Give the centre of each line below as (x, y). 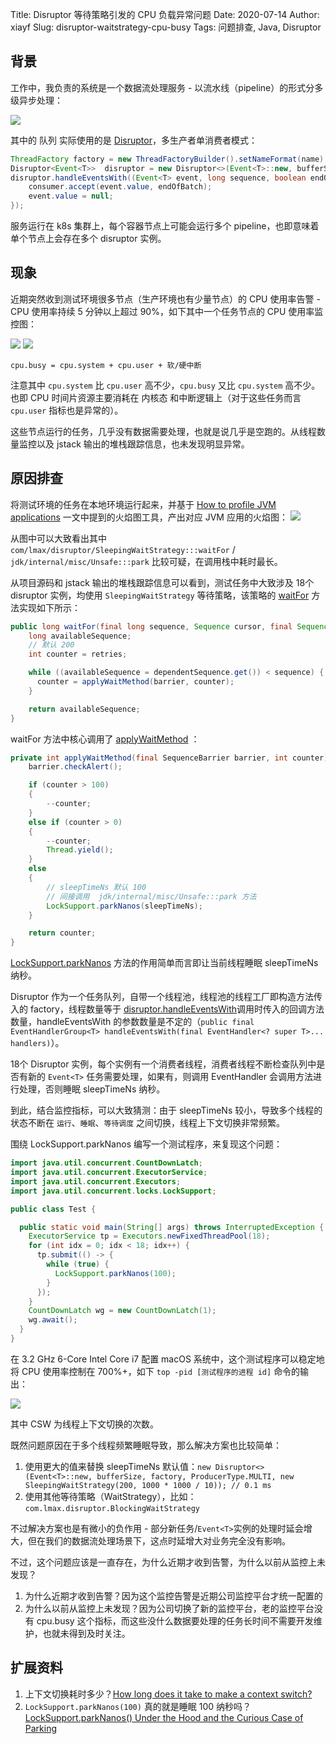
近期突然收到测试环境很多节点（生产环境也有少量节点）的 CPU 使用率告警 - (165, 299)
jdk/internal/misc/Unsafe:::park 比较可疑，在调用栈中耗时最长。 (146, 561)
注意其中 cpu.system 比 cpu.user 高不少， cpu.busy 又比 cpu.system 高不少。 (165, 385)
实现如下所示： (49, 607)
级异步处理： (36, 100)
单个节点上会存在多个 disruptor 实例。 (88, 239)
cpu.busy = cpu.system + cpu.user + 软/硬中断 (106, 365)
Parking (41, 1728)
